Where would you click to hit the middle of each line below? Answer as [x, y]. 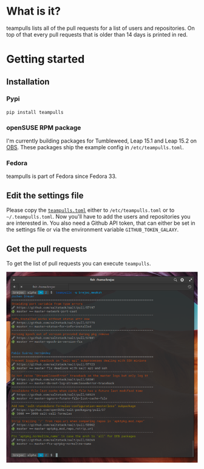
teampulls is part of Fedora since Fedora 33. [62, 176]
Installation [28, 81]
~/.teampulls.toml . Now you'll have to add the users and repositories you [98, 217]
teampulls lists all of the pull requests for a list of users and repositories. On [101, 28]
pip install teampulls [35, 112]
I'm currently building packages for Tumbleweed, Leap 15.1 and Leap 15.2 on [102, 141]
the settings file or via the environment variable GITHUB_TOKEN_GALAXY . [93, 230]
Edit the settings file [45, 195]
